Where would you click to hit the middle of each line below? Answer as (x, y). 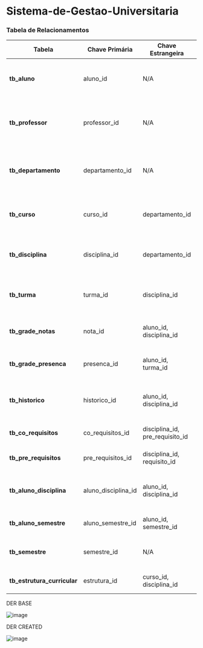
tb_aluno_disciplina (38, 491)
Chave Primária (110, 50)
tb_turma (23, 295)
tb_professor (28, 123)
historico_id (100, 400)
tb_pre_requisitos (35, 458)
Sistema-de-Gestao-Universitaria (93, 11)
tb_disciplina (28, 255)
